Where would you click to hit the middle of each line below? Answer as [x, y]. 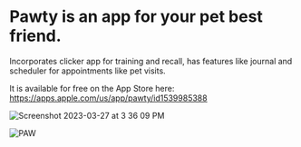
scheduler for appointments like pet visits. [87, 71]
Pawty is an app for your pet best [136, 17]
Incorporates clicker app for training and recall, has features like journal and [151, 61]
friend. [35, 36]
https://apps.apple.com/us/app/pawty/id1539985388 [108, 98]
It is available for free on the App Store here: [92, 88]
